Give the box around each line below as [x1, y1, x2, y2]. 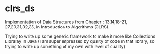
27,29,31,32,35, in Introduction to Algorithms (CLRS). [5, 24, 110, 29]
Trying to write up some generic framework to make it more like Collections [5, 33, 156, 39]
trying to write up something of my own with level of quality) [5, 43, 125, 49]
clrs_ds [5, 3, 35, 14]
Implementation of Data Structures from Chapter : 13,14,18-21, [5, 19, 128, 25]
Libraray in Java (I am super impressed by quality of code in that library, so [5, 38, 155, 44]
